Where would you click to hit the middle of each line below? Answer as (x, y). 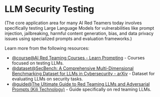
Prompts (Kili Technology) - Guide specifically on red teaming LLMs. (81, 89)
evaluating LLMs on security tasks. (47, 79)
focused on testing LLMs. (38, 63)
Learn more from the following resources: (47, 48)
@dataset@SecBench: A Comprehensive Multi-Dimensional (73, 68)
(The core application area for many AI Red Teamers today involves (73, 23)
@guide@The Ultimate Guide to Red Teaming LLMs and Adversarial (81, 84)
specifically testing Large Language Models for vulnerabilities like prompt (80, 28)
